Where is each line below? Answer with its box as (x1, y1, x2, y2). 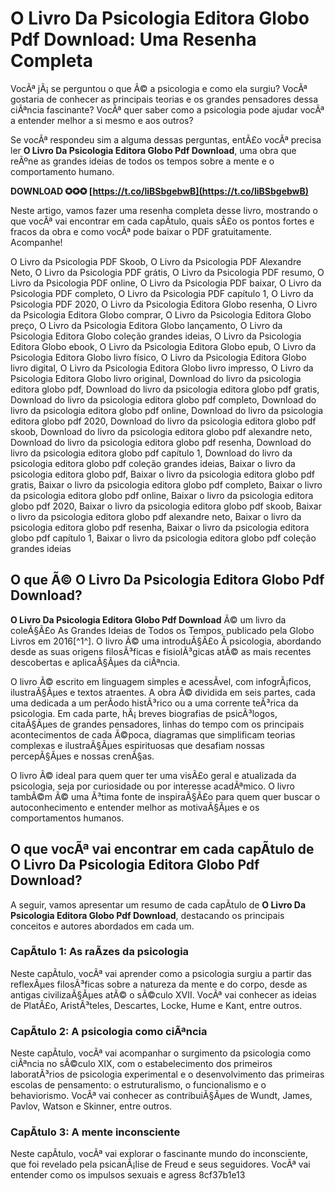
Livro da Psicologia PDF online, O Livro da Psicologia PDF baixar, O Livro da (10, 277, 322, 289)
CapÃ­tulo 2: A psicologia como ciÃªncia (10, 1024, 208, 1038)
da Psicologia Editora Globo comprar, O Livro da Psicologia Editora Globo (10, 308, 312, 321)
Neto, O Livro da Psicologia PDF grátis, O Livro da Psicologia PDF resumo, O (10, 266, 325, 278)
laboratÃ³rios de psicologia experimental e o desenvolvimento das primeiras (10, 1068, 325, 1081)
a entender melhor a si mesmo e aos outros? (10, 114, 194, 126)
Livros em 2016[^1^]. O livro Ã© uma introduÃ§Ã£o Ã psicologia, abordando (10, 635, 322, 647)
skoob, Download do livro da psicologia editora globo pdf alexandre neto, (10, 425, 313, 437)
